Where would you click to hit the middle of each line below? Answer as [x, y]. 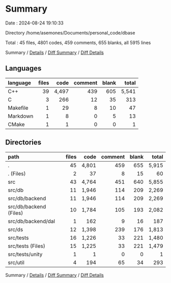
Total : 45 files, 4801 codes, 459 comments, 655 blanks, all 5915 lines [78, 42]
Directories [23, 143]
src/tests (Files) [27, 246]
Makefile [18, 108]
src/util [16, 262]
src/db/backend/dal [31, 221]
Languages [23, 68]
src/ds [16, 229]
